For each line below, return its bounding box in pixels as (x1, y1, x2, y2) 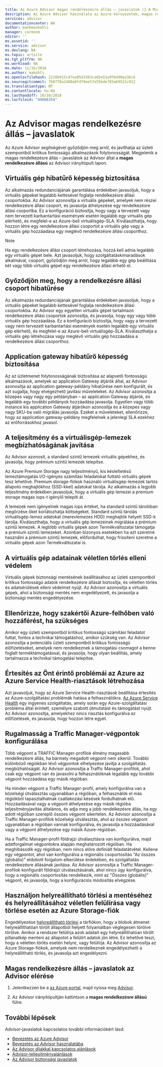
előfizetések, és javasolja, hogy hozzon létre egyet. (5, 716, 108, 721)
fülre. (12, 1000, 23, 1005)
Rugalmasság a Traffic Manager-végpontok (5, 730, 140, 738)
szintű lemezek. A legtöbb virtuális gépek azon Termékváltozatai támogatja (5, 524, 155, 530)
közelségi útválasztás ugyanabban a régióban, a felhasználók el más (5, 790, 142, 796)
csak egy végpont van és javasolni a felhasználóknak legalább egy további (5, 770, 154, 777)
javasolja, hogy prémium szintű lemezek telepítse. (5, 459, 104, 465)
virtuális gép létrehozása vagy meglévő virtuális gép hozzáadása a (5, 333, 138, 339)
